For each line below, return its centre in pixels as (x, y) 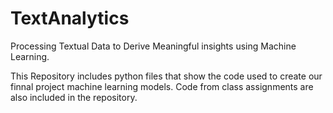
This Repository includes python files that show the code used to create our (166, 76)
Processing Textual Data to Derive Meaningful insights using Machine (153, 46)
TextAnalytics (70, 18)
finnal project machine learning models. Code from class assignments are (162, 86)
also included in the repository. (74, 97)
